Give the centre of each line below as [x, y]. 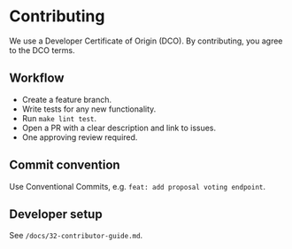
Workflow [37, 78]
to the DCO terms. [42, 50]
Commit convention [65, 165]
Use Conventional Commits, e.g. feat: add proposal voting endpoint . [137, 186]
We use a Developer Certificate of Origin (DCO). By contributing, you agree [146, 41]
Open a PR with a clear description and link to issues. [119, 128]
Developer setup [56, 214]
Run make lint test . [59, 118]
